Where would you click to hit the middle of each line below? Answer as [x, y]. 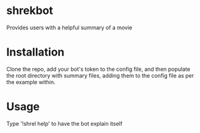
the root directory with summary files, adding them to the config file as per [100, 75]
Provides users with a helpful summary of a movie [69, 27]
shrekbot [30, 11]
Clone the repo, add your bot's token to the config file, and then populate [98, 69]
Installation [35, 52]
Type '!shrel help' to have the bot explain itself [65, 123]
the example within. [31, 82]
